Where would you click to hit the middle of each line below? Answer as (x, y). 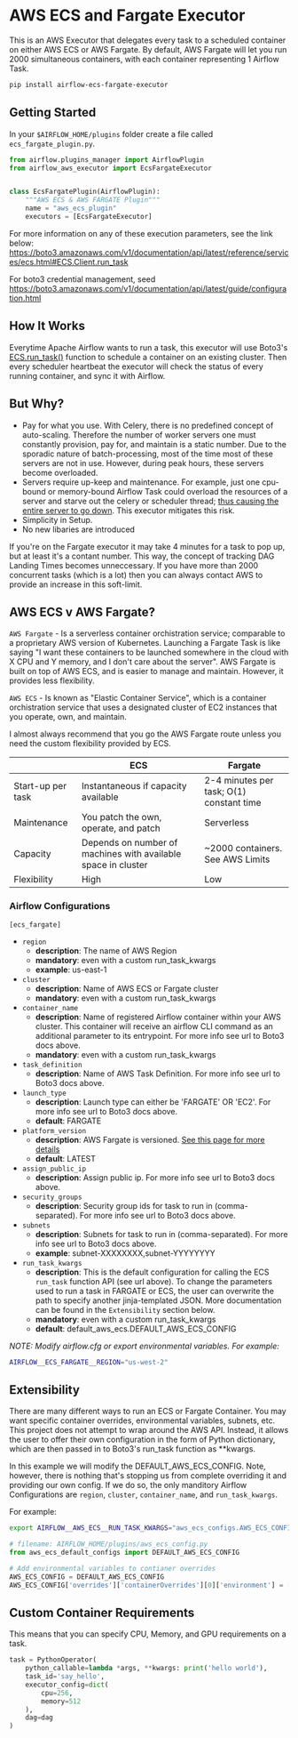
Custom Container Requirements (102, 1612)
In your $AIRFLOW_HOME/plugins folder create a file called (111, 133)
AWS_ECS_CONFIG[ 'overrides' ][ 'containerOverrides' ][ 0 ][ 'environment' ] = (146, 1585)
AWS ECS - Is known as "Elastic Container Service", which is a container (138, 698)
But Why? (37, 404)
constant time (232, 803)
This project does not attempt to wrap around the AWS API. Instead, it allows (149, 1430)
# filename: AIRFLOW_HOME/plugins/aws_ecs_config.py (109, 1544)
